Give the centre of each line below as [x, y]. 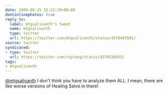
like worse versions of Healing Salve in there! [52, 86]
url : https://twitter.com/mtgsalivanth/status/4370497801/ [73, 38]
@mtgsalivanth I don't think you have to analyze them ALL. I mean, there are [84, 81]
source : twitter [22, 43]
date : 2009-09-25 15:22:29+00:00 [40, 10]
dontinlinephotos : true [30, 15]
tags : [11, 62]
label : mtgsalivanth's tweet [40, 24]
